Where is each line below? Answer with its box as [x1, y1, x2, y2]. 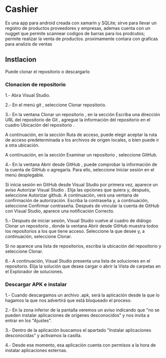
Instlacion [5, 56, 37, 64]
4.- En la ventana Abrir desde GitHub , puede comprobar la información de [5, 161, 158, 167]
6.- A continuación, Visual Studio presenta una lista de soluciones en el [5, 258, 150, 264]
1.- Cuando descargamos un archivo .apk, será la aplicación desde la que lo [5, 292, 160, 298]
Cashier [5, 3, 38, 15]
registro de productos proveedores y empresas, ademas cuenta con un [5, 25, 151, 31]
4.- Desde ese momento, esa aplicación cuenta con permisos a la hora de [5, 342, 156, 348]
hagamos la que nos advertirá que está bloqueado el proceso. [5, 297, 132, 303]
